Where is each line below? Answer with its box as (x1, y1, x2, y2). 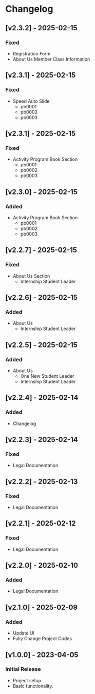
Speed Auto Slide (12, 98, 50, 104)
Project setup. (12, 677, 43, 683)
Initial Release (5, 666, 41, 673)
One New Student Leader (20, 373, 74, 379)
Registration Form (12, 50, 51, 56)
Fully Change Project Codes (12, 635, 72, 642)
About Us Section (12, 273, 50, 279)
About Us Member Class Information (12, 56, 90, 62)
